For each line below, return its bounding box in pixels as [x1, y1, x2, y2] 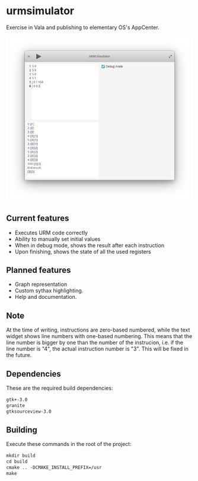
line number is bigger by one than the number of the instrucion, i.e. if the [6, 339, 184, 346]
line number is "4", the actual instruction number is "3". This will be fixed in [6, 345, 189, 352]
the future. [6, 352, 32, 359]
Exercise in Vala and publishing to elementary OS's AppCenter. [6, 24, 159, 31]
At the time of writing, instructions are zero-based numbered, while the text [6, 326, 190, 333]
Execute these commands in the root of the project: [6, 440, 132, 447]
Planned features [6, 265, 71, 275]
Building [6, 425, 37, 435]
